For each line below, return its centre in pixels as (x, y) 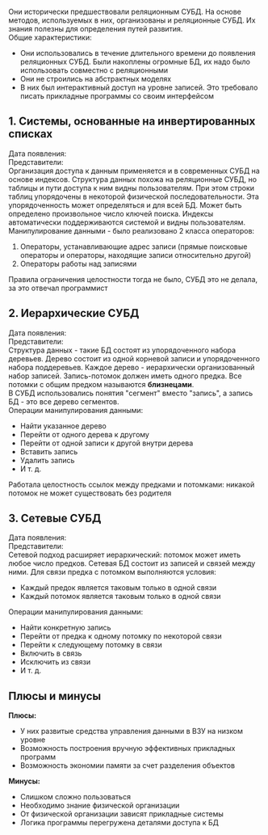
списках (31, 134)
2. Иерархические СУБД (74, 313)
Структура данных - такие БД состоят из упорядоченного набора (122, 350)
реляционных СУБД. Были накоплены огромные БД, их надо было (135, 61)
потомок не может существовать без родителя (90, 493)
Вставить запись (49, 451)
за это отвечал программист (58, 288)
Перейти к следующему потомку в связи (91, 645)
